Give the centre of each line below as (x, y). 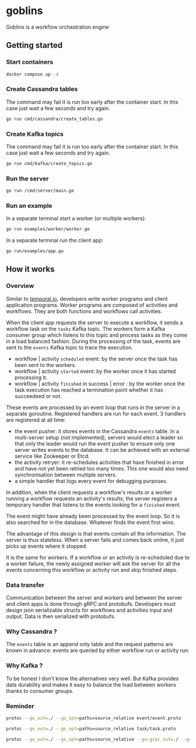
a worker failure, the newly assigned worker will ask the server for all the (93, 564)
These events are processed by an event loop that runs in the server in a (93, 407)
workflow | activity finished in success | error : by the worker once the (99, 383)
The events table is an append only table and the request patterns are (90, 644)
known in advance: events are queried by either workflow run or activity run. (98, 650)
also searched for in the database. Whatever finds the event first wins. (90, 522)
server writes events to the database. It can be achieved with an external (102, 450)
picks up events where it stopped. (47, 546)
